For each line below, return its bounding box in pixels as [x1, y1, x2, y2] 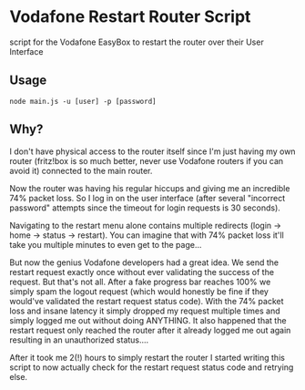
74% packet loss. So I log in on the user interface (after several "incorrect [9, 192, 286, 203]
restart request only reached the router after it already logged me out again [9, 324, 291, 335]
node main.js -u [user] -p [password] [9, 97, 157, 106]
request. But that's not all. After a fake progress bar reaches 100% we [9, 276, 271, 287]
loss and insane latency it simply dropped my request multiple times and [9, 305, 280, 316]
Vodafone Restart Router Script [9, 6, 251, 27]
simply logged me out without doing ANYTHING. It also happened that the [9, 314, 287, 325]
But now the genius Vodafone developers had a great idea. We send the [9, 257, 280, 268]
